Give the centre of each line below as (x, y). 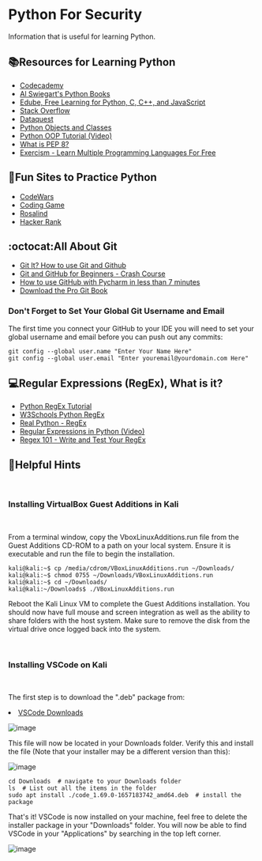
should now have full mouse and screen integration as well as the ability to (129, 612)
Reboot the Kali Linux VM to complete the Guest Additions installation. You (129, 603)
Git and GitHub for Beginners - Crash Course (92, 274)
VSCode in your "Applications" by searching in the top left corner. (115, 833)
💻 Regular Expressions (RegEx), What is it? (116, 384)
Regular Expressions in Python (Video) (82, 432)
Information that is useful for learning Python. (82, 36)
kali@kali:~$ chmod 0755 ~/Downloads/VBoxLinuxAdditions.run (111, 575)
